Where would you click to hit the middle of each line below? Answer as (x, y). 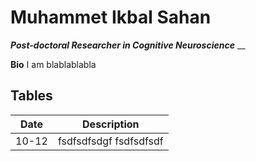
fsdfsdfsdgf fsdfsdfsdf (110, 141)
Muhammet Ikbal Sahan (111, 17)
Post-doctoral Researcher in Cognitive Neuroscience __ (128, 45)
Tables (31, 96)
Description (111, 124)
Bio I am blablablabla (53, 64)
